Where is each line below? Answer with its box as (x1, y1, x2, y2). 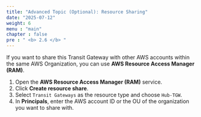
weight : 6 (6, 20, 32, 26)
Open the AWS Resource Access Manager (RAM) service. (15, 78, 163, 85)
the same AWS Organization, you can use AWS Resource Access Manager (6, 60, 195, 67)
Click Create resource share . (15, 85, 89, 92)
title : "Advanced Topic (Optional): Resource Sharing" (6, 8, 148, 15)
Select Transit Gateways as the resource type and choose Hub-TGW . (15, 92, 182, 98)
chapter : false (6, 32, 47, 38)
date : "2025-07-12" (6, 15, 56, 21)
